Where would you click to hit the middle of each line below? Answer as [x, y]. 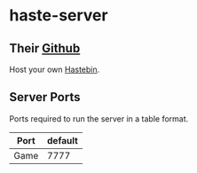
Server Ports [45, 97]
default [63, 140]
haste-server [59, 16]
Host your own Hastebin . [55, 69]
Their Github [45, 48]
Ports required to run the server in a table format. [99, 118]
